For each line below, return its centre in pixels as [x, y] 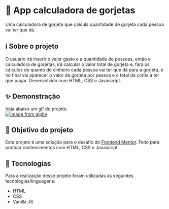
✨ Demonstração [33, 97]
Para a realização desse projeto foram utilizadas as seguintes [69, 176]
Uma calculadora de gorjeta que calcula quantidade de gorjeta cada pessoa [84, 24]
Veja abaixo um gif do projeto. [37, 109]
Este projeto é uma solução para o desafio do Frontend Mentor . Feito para [82, 142]
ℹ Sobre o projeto [32, 46]
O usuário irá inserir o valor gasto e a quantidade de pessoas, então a [78, 59]
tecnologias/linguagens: [30, 181]
